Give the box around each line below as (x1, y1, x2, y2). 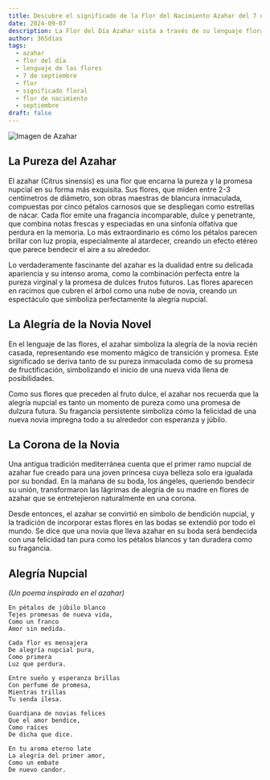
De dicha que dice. (8, 731, 74, 739)
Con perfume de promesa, (8, 682, 92, 690)
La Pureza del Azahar (8, 155, 117, 168)
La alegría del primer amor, (8, 752, 106, 760)
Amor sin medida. (8, 625, 67, 633)
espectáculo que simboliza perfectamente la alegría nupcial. (8, 294, 208, 304)
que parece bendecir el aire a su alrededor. (8, 244, 151, 254)
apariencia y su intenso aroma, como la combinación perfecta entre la (8, 268, 239, 278)
